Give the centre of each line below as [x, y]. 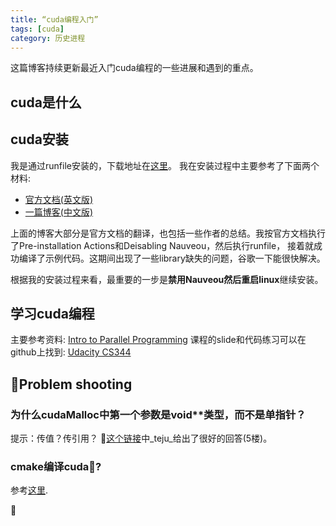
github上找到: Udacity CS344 [71, 352]
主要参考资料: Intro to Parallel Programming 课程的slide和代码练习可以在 [158, 340]
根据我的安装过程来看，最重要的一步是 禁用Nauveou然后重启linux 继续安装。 [167, 279]
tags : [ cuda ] [37, 29]
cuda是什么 [46, 102]
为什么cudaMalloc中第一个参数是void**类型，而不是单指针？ [158, 414]
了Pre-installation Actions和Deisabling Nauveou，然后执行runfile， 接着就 [162, 245]
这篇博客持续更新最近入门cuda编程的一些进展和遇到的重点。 [134, 68]
